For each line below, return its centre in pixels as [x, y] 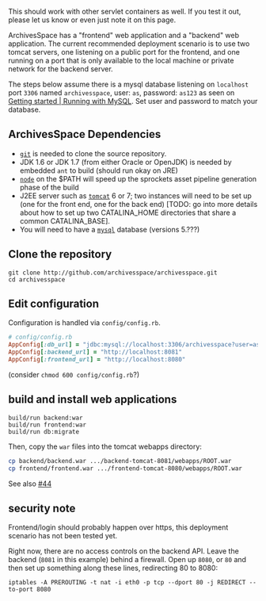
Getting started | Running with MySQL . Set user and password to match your [133, 101]
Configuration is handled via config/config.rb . [84, 323]
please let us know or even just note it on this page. [92, 20]
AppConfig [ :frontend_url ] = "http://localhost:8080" [97, 360]
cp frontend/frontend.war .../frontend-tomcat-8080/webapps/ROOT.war [125, 468]
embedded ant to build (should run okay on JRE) [99, 170]
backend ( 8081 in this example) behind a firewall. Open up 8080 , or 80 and [127, 560]
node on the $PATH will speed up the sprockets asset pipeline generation [138, 178]
